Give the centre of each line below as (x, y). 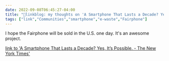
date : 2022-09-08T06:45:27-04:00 (40, 10)
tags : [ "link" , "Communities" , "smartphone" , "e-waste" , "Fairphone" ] (76, 19)
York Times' (18, 53)
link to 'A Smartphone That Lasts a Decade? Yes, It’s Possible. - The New (81, 48)
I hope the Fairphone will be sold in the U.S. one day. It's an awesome (77, 33)
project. (13, 38)
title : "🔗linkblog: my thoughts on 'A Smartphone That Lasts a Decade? (82, 14)
